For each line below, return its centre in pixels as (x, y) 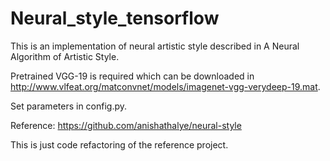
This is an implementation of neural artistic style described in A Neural (155, 46)
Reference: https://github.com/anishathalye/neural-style (126, 125)
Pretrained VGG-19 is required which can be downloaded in (132, 76)
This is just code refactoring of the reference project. (119, 144)
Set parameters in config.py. (69, 106)
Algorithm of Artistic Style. (65, 56)
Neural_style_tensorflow (115, 18)
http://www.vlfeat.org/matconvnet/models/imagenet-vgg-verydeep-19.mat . (165, 86)
